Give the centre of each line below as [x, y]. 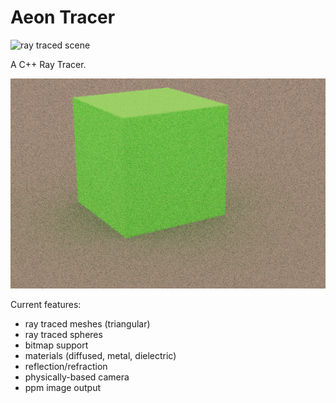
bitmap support [56, 345]
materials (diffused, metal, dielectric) [100, 355]
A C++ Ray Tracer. [48, 64]
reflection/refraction [66, 366]
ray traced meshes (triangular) [87, 323]
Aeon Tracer [63, 17]
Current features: [46, 304]
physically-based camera [77, 377]
